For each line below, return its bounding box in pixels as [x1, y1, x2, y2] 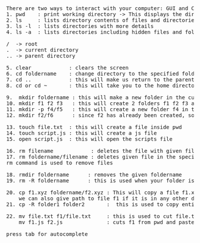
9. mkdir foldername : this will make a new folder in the [6, 94, 186, 100]
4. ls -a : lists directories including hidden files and [6, 29, 183, 35]
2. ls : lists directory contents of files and [6, 17, 161, 23]
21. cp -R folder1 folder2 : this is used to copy [6, 201, 179, 207]
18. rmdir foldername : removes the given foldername [6, 172, 183, 178]
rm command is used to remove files [6, 160, 113, 166]
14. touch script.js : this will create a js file [6, 130, 157, 136]
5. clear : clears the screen [6, 65, 129, 71]
